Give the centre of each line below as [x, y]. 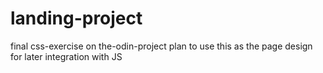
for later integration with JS [66, 56]
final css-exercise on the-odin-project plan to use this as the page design [161, 46]
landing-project [76, 18]
